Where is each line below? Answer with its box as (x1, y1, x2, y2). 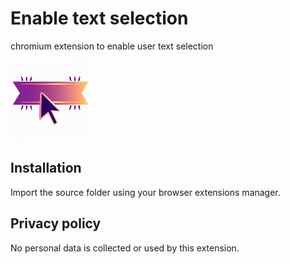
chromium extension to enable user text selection (10, 40, 214, 52)
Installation (10, 160, 82, 177)
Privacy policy (10, 215, 102, 232)
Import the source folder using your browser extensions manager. (10, 186, 281, 198)
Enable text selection (10, 7, 189, 30)
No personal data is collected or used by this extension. (10, 242, 240, 254)
